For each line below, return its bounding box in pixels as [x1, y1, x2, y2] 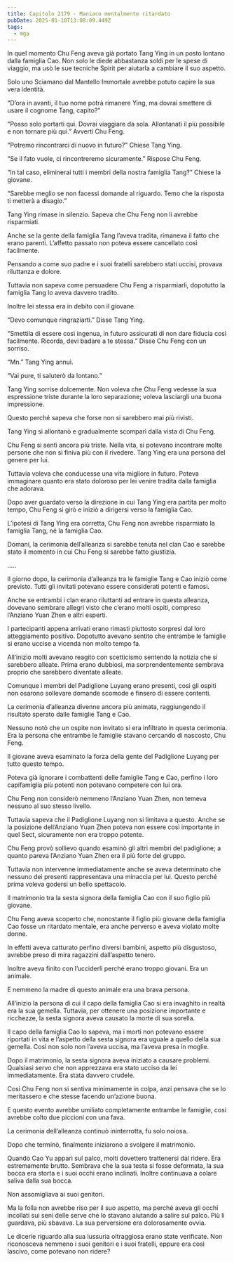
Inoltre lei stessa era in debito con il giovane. [7, 302, 137, 311]
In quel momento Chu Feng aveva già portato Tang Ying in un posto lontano [7, 49, 226, 58]
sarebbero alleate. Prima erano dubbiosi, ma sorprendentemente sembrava [7, 661, 224, 669]
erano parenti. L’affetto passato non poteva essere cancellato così [7, 239, 198, 247]
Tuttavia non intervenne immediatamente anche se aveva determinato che [7, 865, 221, 873]
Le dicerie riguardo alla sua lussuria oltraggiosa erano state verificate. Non [7, 1232, 223, 1241]
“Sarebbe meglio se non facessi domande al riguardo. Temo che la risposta [7, 189, 225, 197]
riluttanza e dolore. [7, 268, 62, 276]
